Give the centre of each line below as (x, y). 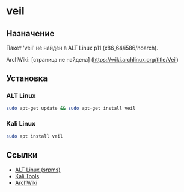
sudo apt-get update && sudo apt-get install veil (71, 108)
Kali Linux (21, 124)
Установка (27, 79)
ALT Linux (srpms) (38, 170)
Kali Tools (27, 176)
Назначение (30, 34)
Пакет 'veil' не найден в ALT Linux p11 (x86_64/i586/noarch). (82, 48)
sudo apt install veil (35, 136)
